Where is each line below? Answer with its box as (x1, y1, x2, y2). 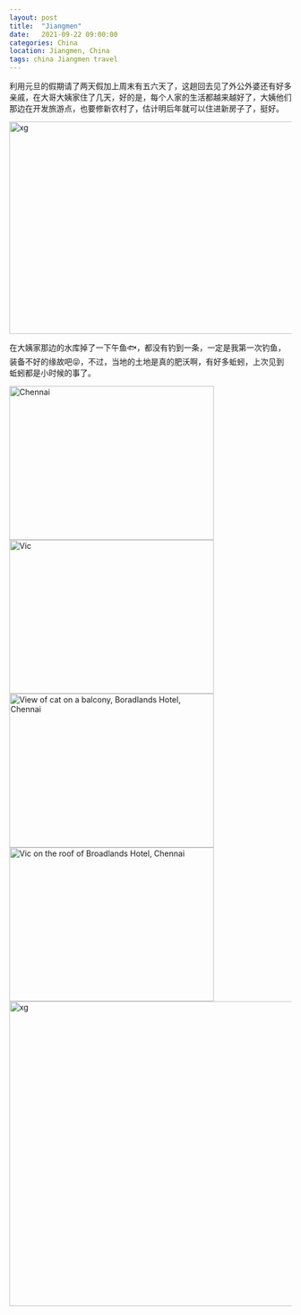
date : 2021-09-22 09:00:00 (9, 30, 118, 39)
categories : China (9, 38, 78, 48)
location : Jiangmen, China (9, 47, 110, 56)
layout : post (9, 13, 58, 22)
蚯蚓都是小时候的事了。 (9, 367, 96, 378)
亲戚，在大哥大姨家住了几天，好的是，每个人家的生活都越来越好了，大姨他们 (9, 92, 292, 102)
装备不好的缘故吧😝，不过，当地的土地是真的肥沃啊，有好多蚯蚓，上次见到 (9, 357, 285, 366)
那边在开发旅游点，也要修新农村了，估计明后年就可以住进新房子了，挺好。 (9, 103, 284, 113)
